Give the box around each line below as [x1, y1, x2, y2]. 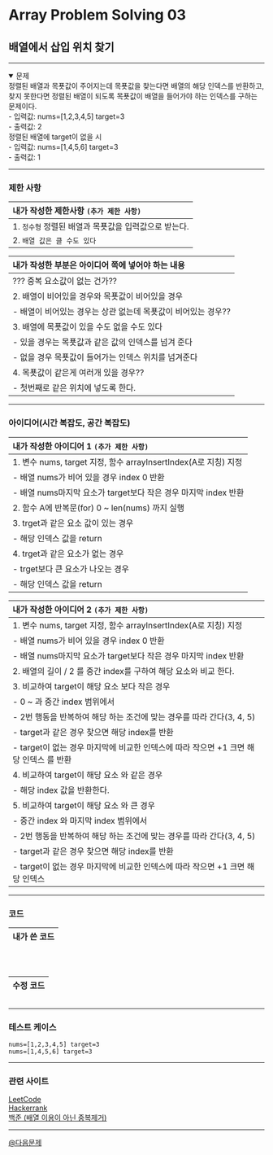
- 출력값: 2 [8, 122, 42, 131]
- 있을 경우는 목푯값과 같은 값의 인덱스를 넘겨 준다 [12, 336, 193, 348]
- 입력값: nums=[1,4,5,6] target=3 [8, 142, 119, 151]
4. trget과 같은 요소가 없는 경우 [12, 548, 124, 559]
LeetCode [8, 1095, 42, 1105]
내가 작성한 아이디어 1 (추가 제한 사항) [12, 440, 149, 452]
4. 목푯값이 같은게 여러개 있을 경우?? [12, 367, 145, 378]
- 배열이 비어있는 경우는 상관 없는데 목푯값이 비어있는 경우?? [12, 306, 232, 317]
